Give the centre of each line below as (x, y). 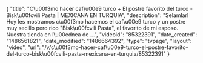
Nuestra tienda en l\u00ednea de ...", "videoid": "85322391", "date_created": (102, 35)
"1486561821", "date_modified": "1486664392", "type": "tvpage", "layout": (99, 41)
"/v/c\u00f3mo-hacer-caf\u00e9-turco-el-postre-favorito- (115, 47)
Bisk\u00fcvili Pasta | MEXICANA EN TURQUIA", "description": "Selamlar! (98, 15)
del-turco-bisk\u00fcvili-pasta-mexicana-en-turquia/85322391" (86, 54)
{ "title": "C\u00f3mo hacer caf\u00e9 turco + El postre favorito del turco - (99, 9)
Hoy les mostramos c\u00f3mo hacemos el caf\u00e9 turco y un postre (96, 22)
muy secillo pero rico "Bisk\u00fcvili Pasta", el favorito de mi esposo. (92, 28)
